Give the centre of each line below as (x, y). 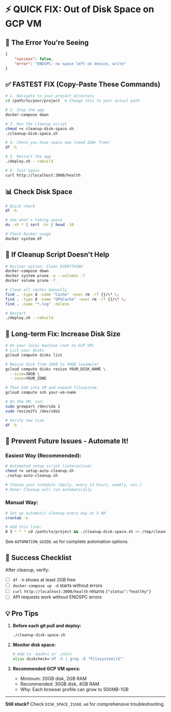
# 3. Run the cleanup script (36, 124)
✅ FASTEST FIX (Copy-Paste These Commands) (83, 84)
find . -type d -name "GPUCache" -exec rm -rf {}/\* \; (66, 299)
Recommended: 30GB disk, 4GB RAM (60, 684)
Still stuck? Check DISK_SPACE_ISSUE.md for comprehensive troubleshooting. (85, 704)
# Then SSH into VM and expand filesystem (51, 388)
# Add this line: (24, 527)
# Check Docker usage (28, 234)
